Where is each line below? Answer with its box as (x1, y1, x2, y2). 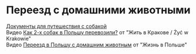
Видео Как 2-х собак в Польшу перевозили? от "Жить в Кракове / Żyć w (6, 28, 189, 35)
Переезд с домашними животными (6, 3, 191, 17)
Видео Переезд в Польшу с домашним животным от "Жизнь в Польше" (6, 41, 187, 48)
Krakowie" (6, 35, 31, 42)
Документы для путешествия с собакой (6, 23, 107, 30)
